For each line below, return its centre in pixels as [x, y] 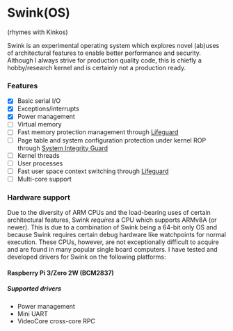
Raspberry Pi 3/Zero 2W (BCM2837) [61, 273]
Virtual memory [39, 124]
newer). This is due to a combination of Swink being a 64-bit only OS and [112, 227]
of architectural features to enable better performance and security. [104, 53]
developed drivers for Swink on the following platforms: [87, 257]
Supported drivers [34, 289]
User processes [40, 163]
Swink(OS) [39, 13]
